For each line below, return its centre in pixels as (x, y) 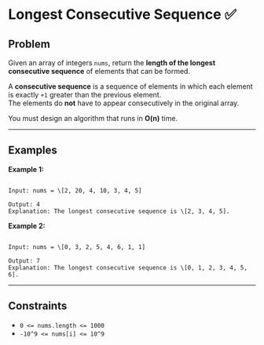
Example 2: (27, 226)
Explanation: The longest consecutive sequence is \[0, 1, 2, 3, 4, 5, (128, 268)
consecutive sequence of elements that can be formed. (99, 71)
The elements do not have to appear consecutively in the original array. (124, 103)
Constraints (38, 306)
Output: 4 (24, 204)
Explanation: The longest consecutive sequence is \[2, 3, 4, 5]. (119, 211)
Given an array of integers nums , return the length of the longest (112, 63)
